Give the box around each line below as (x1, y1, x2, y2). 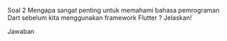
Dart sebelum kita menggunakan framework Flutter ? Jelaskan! (7, 13, 192, 22)
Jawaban (7, 28, 35, 35)
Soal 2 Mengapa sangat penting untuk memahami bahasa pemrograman (7, 6, 220, 14)
